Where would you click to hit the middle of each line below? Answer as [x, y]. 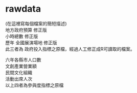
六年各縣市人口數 [23, 59]
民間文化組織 [19, 72]
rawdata [23, 9]
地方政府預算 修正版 [26, 30]
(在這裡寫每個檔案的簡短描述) [36, 23]
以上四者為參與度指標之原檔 [35, 85]
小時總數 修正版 [22, 36]
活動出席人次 [19, 79]
